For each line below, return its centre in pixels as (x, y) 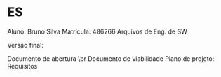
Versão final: (26, 45)
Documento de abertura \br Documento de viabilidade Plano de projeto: (111, 58)
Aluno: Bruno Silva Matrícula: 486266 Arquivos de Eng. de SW (97, 31)
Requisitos (22, 66)
